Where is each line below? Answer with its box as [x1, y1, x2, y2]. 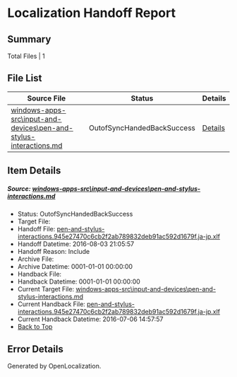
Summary [7, 33, 51, 45]
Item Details [7, 165, 61, 177]
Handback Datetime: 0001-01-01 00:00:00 [17, 277, 141, 286]
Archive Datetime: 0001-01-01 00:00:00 [17, 262, 133, 271]
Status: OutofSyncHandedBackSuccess [17, 210, 133, 219]
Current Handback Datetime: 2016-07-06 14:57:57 [17, 315, 164, 323]
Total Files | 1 [7, 52, 45, 60]
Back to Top [17, 323, 53, 331]
